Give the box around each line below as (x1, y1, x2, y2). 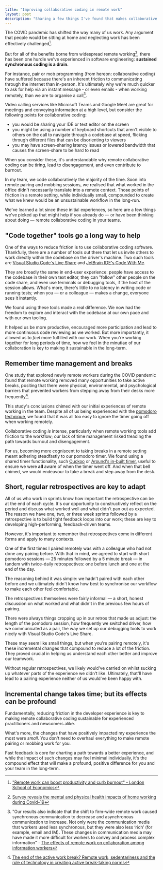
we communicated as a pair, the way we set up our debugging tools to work (5, 626, 157, 632)
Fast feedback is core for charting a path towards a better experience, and (5, 750, 154, 756)
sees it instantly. (5, 295, 38, 301)
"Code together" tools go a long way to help (5, 231, 141, 239)
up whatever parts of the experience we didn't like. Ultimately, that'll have (5, 671, 152, 677)
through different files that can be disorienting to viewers (12, 137, 126, 143)
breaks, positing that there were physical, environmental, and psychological (5, 382, 156, 388)
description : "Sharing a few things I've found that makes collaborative (5, 16, 158, 21)
